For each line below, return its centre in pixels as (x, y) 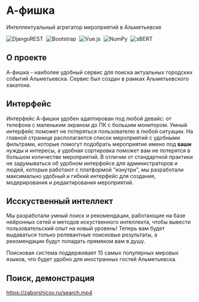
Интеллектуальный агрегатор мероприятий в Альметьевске (84, 27)
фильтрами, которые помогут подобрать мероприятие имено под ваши (99, 144)
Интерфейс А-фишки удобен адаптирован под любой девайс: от (89, 119)
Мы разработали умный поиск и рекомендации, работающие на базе (96, 216)
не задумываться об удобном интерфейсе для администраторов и (92, 163)
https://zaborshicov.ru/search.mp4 (49, 293)
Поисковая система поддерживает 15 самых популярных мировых (93, 253)
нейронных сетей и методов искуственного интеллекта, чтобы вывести (99, 222)
